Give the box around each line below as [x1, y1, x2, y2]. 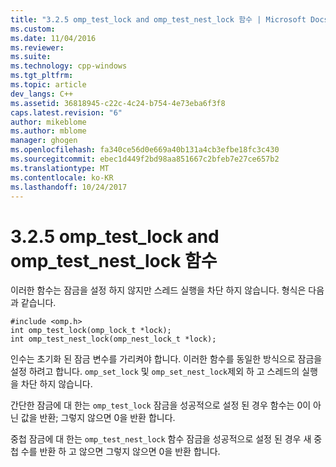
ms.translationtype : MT [10, 163, 110, 173]
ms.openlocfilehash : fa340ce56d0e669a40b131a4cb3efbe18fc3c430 [10, 145, 280, 155]
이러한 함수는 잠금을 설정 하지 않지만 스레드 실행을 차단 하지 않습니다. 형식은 [10, 284, 307, 296]
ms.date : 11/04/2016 [10, 33, 97, 43]
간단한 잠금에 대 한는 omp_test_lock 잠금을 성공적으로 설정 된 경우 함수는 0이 [10, 399, 312, 411]
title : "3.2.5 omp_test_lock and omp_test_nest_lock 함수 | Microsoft [10, 14, 307, 25]
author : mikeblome [10, 117, 87, 127]
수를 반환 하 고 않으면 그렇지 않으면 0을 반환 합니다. [20, 446, 221, 458]
